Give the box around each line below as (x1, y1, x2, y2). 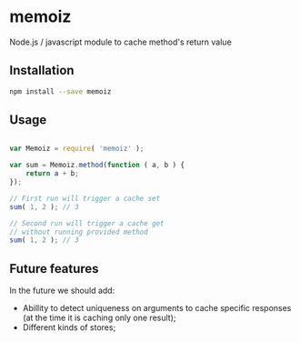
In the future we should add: (9, 285, 115, 297)
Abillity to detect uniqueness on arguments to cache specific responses (22, 303, 292, 314)
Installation (9, 63, 75, 78)
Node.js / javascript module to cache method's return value (9, 36, 232, 47)
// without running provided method (9, 227, 148, 236)
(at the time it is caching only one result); (22, 312, 176, 324)
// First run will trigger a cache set (9, 194, 161, 203)
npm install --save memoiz (9, 86, 112, 96)
